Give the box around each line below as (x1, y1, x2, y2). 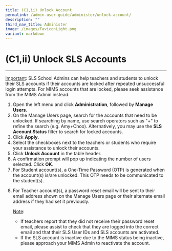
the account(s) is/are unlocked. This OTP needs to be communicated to (12, 172, 164, 178)
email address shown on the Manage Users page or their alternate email (12, 193, 165, 199)
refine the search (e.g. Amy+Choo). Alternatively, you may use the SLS (12, 123, 162, 129)
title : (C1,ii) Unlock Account (5, 7, 72, 13)
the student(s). (12, 177, 45, 183)
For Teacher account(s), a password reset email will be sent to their (12, 187, 155, 194)
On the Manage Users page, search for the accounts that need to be (12, 112, 157, 118)
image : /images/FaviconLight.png (5, 27, 77, 32)
